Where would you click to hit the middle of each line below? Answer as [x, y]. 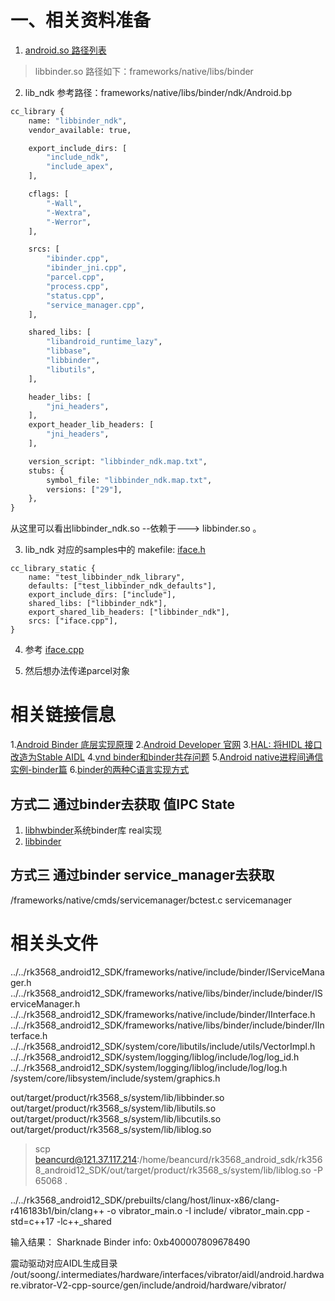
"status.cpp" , [75, 296]
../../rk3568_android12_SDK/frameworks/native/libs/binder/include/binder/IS [166, 993]
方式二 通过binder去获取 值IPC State [122, 804]
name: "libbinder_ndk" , [78, 121]
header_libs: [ [60, 397]
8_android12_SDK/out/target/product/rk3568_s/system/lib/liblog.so [173, 1170]
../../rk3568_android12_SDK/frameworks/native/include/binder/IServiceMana [167, 972]
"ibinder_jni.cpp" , [87, 268]
